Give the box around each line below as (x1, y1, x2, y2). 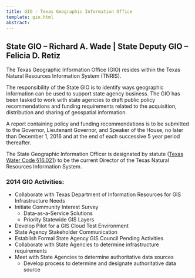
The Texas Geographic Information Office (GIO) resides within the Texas (6, 66, 181, 74)
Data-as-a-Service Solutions (23, 210, 93, 217)
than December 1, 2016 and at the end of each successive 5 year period (6, 133, 180, 140)
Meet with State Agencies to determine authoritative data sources (14, 254, 174, 261)
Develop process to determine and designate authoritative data (23, 260, 176, 267)
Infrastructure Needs (14, 197, 66, 204)
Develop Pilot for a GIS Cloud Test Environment (14, 222, 129, 230)
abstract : (6, 19, 31, 25)
